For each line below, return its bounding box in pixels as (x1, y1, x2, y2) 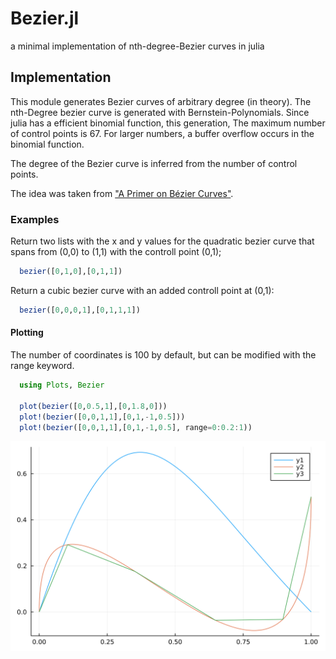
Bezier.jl (10, 7, 80, 30)
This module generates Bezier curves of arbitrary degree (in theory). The (10, 95, 312, 107)
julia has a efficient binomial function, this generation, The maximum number (10, 117, 326, 129)
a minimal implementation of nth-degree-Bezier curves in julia (10, 40, 265, 52)
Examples (10, 212, 60, 226)
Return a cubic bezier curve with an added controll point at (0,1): (10, 284, 275, 296)
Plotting (10, 327, 44, 339)
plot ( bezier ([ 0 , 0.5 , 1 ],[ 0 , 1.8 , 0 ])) (19, 401, 168, 411)
